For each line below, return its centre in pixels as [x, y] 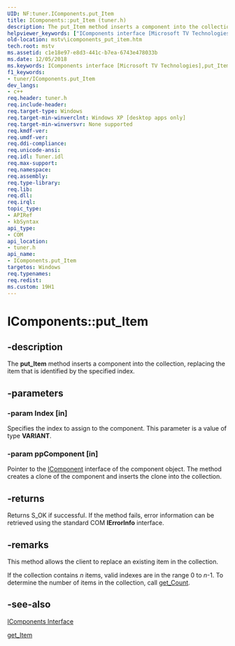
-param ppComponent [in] [53, 454]
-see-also [29, 604]
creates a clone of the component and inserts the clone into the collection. [115, 477]
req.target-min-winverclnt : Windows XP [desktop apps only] [97, 117]
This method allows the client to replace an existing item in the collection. [113, 561]
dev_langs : [23, 85]
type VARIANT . [29, 436]
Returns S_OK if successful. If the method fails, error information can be [111, 515]
